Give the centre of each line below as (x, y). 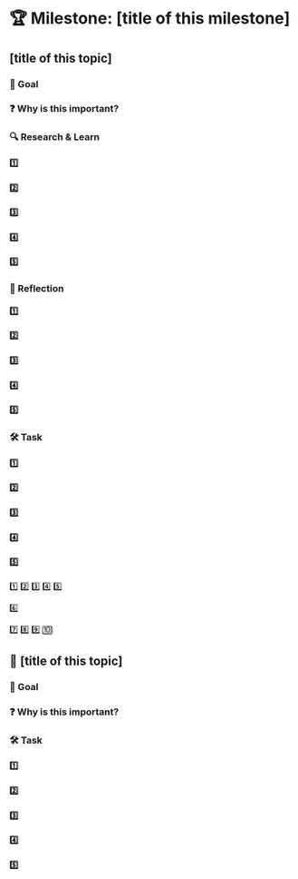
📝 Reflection (37, 289)
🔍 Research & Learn (54, 137)
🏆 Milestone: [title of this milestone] (150, 19)
